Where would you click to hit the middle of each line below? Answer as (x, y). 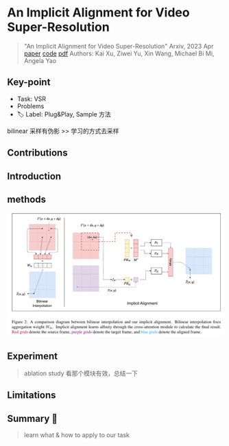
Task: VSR (32, 99)
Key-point (29, 83)
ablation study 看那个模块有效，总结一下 (81, 373)
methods (27, 199)
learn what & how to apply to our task (77, 435)
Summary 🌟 (33, 418)
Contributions (37, 153)
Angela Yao (40, 60)
